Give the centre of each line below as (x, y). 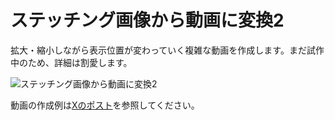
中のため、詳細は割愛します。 (71, 62)
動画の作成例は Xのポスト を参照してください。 (105, 105)
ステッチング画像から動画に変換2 (147, 20)
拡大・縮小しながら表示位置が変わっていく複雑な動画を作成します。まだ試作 (167, 50)
